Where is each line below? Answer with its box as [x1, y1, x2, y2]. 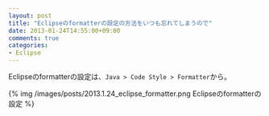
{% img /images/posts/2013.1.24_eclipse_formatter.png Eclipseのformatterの [8, 89, 262, 98]
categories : [8, 42, 48, 50]
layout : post [8, 11, 52, 20]
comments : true [8, 34, 60, 42]
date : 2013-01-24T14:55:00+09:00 [8, 26, 121, 34]
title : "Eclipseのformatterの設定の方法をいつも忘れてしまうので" [8, 19, 213, 27]
